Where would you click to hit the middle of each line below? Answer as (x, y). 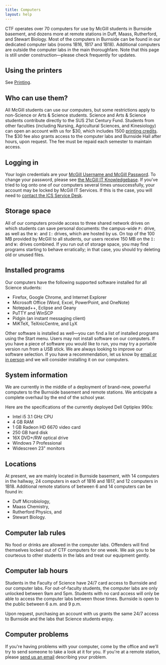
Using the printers (34, 70)
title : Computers (23, 10)
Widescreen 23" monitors (39, 448)
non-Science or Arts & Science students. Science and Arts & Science (76, 115)
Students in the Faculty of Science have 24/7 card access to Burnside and (81, 583)
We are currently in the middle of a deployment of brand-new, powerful (78, 387)
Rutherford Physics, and (37, 512)
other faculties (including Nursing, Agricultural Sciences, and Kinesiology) (81, 126)
